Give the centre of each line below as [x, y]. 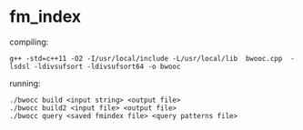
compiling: [29, 42]
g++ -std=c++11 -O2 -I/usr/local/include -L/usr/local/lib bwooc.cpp [146, 58]
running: [25, 83]
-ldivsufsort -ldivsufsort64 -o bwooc [107, 66]
